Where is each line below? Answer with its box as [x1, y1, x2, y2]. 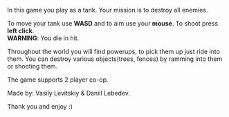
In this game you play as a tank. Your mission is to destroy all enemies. [7, 6, 208, 14]
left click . [7, 27, 35, 35]
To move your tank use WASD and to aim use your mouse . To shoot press [7, 19, 219, 27]
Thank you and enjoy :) [7, 102, 73, 110]
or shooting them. [7, 62, 58, 70]
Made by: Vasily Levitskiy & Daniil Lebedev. [7, 89, 130, 97]
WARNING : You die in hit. [7, 34, 80, 42]
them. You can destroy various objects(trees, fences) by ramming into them [7, 55, 223, 63]
